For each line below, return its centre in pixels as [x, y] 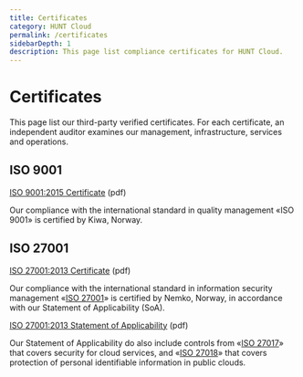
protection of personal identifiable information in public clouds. [128, 362]
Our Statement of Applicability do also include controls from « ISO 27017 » [147, 342]
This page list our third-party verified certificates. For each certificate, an [147, 122]
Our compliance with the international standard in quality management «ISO [152, 210]
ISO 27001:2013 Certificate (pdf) [70, 270]
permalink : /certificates [58, 35]
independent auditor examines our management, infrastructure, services [146, 132]
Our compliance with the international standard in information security [141, 288]
